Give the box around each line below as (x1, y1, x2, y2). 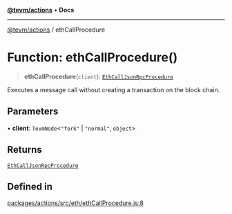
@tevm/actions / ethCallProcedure (7, 25, 106, 34)
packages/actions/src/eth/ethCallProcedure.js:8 (7, 199, 144, 207)
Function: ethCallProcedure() (7, 50, 178, 65)
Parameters (7, 106, 59, 118)
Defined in (7, 180, 53, 192)
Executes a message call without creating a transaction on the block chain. (7, 85, 220, 94)
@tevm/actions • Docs (7, 6, 75, 14)
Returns (7, 144, 43, 156)
